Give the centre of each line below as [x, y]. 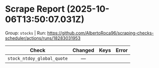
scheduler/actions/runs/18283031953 [43, 38]
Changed [83, 50]
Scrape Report [35, 9]
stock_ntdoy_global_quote [38, 58]
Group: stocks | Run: [26, 33]
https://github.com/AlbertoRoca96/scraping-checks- [101, 33]
